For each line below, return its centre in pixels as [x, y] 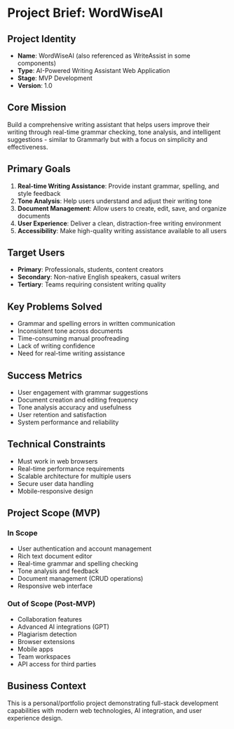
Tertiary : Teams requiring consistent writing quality [91, 284]
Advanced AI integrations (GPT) [63, 626]
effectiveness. [28, 147]
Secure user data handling [55, 483]
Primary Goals [39, 169]
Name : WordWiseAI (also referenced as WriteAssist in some [104, 55]
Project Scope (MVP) [54, 513]
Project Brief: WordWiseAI [85, 13]
